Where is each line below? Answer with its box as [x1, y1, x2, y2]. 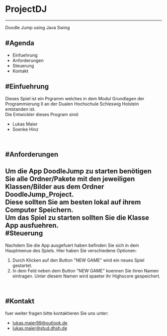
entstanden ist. [5, 106, 36, 112]
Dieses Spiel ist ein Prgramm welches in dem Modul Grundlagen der [5, 95, 145, 101]
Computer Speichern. [5, 206, 74, 214]
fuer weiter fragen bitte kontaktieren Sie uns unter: [5, 310, 109, 316]
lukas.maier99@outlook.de [12, 320, 68, 326]
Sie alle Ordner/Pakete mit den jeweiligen [5, 175, 135, 183]
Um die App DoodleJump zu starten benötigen [5, 167, 152, 176]
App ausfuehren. [5, 221, 59, 230]
